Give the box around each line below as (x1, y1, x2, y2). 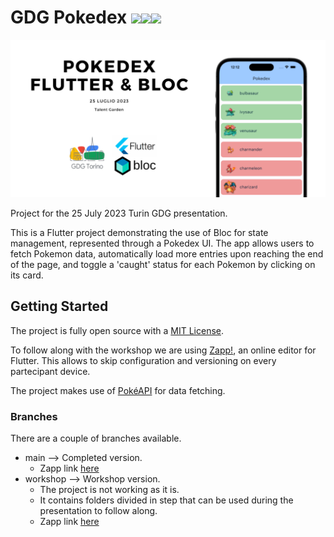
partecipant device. (10, 365, 91, 377)
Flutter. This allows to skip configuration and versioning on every (10, 354, 277, 366)
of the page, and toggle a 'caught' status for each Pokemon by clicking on (10, 258, 316, 270)
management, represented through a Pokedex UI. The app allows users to (10, 237, 315, 249)
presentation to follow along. (39, 505, 158, 517)
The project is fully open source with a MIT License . (10, 324, 225, 336)
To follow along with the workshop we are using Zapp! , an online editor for (10, 344, 317, 356)
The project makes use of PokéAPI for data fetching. (10, 384, 226, 396)
